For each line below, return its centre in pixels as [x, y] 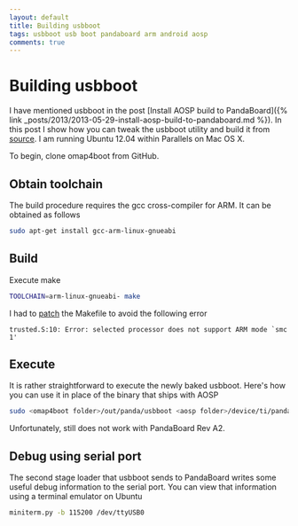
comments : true [37, 42]
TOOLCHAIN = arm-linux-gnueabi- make [75, 296]
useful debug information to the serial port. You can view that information [143, 487]
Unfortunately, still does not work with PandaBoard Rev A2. [118, 428]
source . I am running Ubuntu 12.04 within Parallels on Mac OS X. [127, 139]
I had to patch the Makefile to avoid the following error [108, 313]
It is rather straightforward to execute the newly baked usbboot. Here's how [148, 386]
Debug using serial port [75, 456]
